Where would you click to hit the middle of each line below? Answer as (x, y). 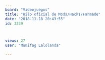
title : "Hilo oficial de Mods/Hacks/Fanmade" (53, 14)
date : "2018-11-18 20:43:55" (35, 19)
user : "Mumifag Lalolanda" (33, 45)
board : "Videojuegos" (27, 10)
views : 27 (15, 41)
